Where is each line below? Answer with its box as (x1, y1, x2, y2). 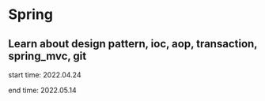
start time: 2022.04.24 (8, 70, 81, 80)
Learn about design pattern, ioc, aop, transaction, (8, 37, 258, 50)
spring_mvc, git (8, 49, 87, 62)
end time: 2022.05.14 (8, 85, 77, 95)
